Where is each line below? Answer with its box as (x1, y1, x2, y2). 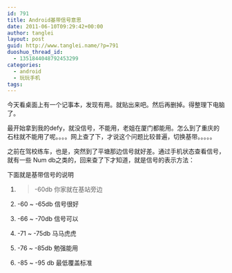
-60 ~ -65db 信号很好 (17, 200, 79, 208)
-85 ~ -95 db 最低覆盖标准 (17, 258, 93, 267)
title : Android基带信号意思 (7, 17, 81, 23)
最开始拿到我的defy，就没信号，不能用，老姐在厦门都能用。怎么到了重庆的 (7, 124, 220, 132)
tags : (7, 81, 23, 88)
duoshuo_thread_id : (7, 49, 64, 56)
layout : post (7, 36, 45, 43)
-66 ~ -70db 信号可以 (17, 215, 79, 223)
